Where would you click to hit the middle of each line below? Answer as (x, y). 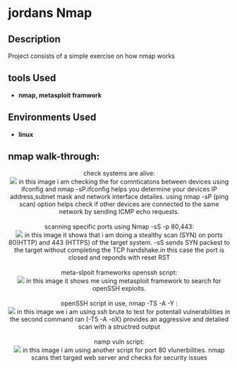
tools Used (32, 78)
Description (34, 39)
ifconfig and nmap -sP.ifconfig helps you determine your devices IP (119, 189)
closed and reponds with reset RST (119, 258)
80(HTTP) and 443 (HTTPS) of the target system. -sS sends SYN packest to (119, 243)
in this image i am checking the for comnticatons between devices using (123, 182)
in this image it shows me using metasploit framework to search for (124, 281)
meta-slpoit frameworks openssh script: (119, 272)
